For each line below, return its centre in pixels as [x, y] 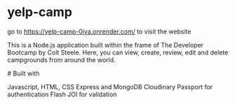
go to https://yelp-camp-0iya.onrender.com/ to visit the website [99, 31]
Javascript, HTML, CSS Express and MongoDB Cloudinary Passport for [110, 87]
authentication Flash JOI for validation [62, 94]
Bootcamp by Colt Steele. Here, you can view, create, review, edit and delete [118, 52]
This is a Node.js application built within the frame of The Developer [106, 45]
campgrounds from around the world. [61, 59]
